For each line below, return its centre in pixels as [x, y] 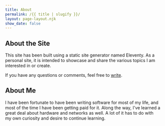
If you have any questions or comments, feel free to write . [64, 75]
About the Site [28, 43]
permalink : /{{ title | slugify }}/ [43, 14]
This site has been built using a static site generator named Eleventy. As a [80, 55]
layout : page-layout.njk [31, 19]
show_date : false [23, 23]
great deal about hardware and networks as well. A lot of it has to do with [79, 113]
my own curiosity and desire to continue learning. [55, 118]
